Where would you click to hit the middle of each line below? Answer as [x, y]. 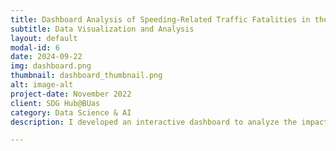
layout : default [44, 38]
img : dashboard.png [51, 66]
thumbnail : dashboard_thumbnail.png [86, 76]
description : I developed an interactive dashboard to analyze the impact [169, 122]
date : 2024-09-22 [46, 57]
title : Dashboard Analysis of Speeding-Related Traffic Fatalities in [160, 19]
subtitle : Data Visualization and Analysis [102, 29]
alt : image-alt [42, 85]
